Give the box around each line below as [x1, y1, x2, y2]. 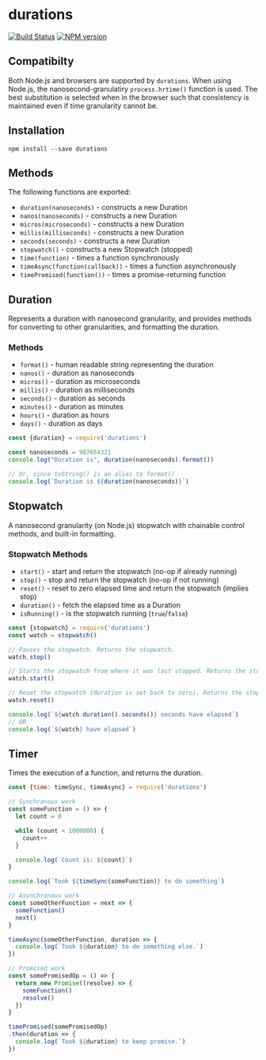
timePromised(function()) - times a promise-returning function [19, 270, 226, 279]
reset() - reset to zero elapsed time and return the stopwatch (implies [19, 583, 249, 593]
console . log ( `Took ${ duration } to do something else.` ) [15, 943, 203, 951]
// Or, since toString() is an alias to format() [8, 470, 176, 478]
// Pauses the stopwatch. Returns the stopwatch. [8, 645, 176, 654]
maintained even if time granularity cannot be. [8, 101, 158, 110]
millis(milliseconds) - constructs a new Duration [19, 228, 184, 237]
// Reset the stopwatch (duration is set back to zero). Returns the [8, 689, 243, 697]
